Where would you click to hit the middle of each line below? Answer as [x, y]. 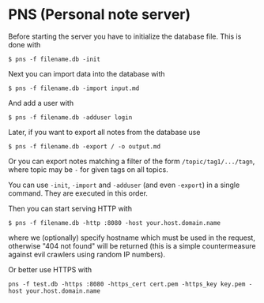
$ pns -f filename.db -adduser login [70, 117]
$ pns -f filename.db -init [55, 59]
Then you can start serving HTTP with [70, 208]
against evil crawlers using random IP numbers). [87, 254]
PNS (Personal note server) [100, 15]
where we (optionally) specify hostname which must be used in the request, [132, 238]
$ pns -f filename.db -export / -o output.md [84, 146]
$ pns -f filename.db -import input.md [74, 88]
